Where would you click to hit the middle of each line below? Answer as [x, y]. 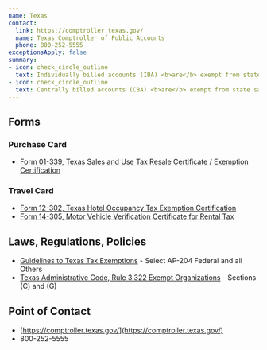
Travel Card [31, 190]
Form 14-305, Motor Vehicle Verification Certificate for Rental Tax [127, 216]
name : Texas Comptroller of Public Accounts [90, 38]
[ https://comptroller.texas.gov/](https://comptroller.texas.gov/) [122, 330]
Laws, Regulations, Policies [77, 241]
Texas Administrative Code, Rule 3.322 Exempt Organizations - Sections [138, 278]
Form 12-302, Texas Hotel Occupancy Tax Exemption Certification [128, 208]
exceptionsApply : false [48, 52]
